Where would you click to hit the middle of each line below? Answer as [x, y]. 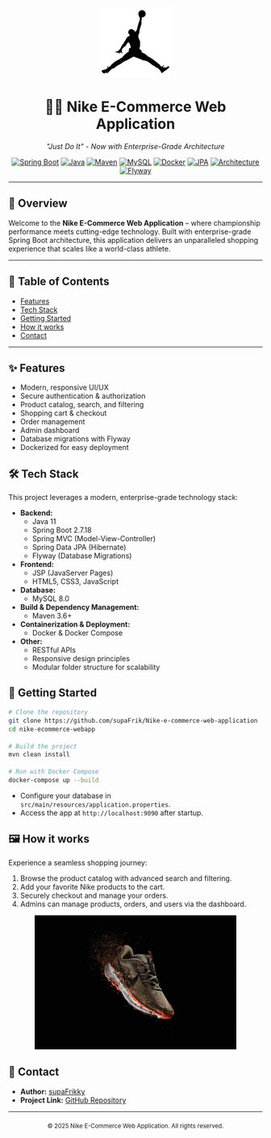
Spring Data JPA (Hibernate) [79, 548]
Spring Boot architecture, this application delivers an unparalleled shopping [133, 240]
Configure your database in [65, 795]
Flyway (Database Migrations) [82, 556]
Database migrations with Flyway [75, 439]
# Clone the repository [48, 712]
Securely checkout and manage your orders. [94, 895]
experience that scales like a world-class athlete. [90, 248]
